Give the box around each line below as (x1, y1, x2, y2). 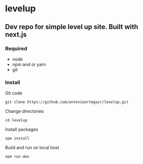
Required (5, 45, 28, 52)
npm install (5, 136, 29, 141)
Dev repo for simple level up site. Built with (5, 23, 139, 31)
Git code (5, 90, 23, 96)
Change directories (5, 108, 44, 114)
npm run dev (5, 154, 29, 159)
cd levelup (5, 118, 28, 123)
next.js (5, 30, 27, 38)
